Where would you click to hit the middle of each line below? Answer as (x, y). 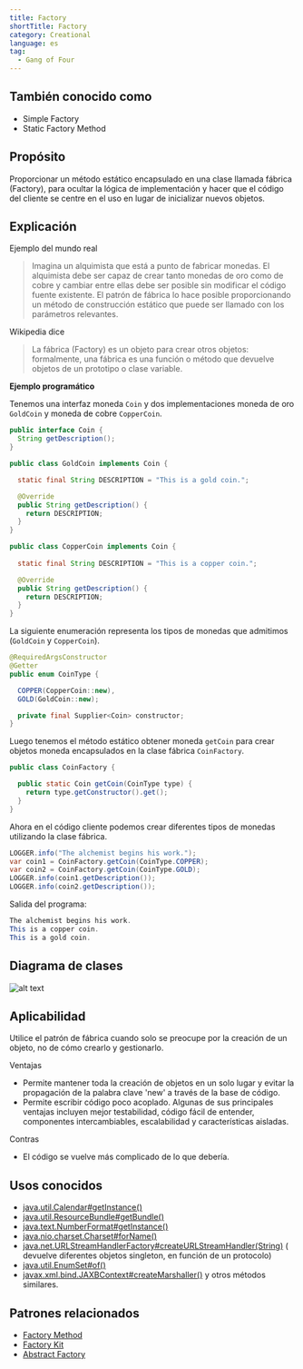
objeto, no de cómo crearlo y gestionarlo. (87, 1048)
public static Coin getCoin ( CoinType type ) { (105, 784)
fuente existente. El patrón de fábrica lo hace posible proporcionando (161, 295)
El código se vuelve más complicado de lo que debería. (126, 1157)
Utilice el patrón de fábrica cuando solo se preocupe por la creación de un (148, 1038)
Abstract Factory (54, 1354)
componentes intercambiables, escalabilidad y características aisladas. (156, 1122)
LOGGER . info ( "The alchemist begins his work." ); (103, 853)
